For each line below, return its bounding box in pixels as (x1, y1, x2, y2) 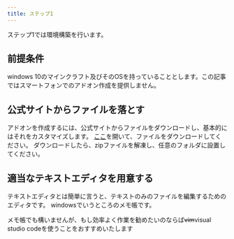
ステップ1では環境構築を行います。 (7, 30, 108, 38)
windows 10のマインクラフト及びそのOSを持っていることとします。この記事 (7, 73, 226, 81)
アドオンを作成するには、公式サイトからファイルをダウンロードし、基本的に (7, 124, 228, 132)
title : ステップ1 (7, 10, 54, 17)
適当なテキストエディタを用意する (7, 172, 154, 184)
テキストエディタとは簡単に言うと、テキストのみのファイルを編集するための (7, 192, 227, 201)
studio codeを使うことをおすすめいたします (7, 224, 133, 233)
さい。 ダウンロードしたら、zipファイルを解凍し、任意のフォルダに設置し (13, 141, 226, 150)
